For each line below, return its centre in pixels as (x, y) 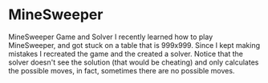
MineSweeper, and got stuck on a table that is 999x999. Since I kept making (134, 45)
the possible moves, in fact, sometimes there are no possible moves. (122, 70)
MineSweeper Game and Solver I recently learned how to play (111, 37)
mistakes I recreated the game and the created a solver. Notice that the (126, 53)
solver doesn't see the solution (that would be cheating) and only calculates (134, 62)
